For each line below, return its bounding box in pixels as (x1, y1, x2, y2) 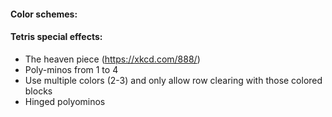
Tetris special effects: (10, 31, 103, 43)
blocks (24, 85, 53, 97)
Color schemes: (10, 8, 78, 20)
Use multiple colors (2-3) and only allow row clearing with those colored (24, 74, 323, 86)
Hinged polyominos (24, 95, 106, 107)
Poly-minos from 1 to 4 (24, 63, 119, 75)
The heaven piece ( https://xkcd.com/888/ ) (24, 53, 201, 65)
